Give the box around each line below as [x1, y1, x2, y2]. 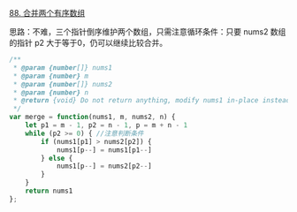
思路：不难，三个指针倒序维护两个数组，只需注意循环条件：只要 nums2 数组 [9, 26, 286, 37]
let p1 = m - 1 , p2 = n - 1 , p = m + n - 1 [25, 121, 188, 130]
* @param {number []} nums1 [12, 63, 113, 72]
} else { [41, 154, 73, 163]
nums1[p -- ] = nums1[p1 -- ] [56, 145, 152, 155]
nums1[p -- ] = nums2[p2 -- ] [56, 162, 152, 170]
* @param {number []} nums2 [12, 79, 113, 88]
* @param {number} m [12, 72, 89, 80]
